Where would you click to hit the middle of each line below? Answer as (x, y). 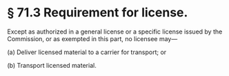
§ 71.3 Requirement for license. (98, 13)
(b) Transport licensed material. (52, 65)
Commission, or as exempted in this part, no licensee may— (92, 38)
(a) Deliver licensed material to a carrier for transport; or (87, 52)
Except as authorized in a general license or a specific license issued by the (115, 31)
